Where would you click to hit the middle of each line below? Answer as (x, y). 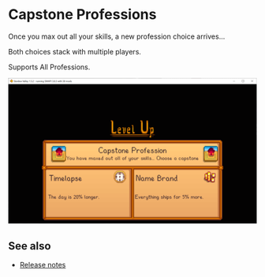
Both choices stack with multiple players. (75, 51)
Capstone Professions (82, 15)
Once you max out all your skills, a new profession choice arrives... (117, 36)
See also (30, 246)
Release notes (43, 265)
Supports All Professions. (49, 67)
